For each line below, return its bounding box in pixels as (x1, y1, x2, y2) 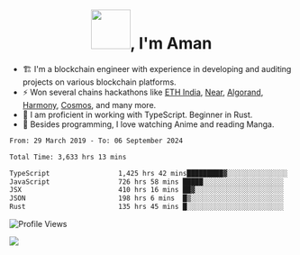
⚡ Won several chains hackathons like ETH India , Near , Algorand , (22, 87, 264, 97)
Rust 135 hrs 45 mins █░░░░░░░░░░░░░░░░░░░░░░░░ (9, 203, 284, 212)
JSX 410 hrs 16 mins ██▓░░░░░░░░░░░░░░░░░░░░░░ (9, 186, 284, 195)
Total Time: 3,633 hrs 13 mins (9, 152, 127, 161)
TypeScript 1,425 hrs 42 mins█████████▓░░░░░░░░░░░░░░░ (9, 168, 288, 178)
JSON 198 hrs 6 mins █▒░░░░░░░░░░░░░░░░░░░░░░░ (9, 194, 284, 203)
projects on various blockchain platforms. (22, 77, 177, 87)
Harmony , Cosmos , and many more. (22, 99, 157, 110)
